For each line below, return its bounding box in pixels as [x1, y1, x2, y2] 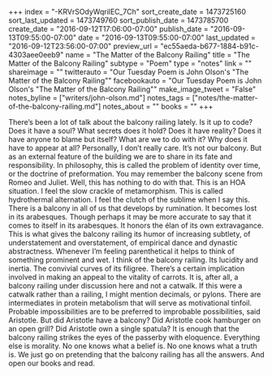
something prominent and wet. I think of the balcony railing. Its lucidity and [8, 255, 258, 264]
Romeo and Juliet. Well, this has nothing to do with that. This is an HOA [8, 177, 246, 187]
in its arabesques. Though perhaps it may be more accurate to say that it [8, 212, 252, 221]
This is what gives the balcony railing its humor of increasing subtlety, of [8, 229, 251, 238]
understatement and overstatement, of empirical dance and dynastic [8, 238, 238, 247]
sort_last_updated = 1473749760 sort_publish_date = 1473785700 [8, 15, 229, 25]
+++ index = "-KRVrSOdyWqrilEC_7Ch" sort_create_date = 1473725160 [8, 7, 246, 16]
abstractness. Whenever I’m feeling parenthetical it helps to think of [8, 246, 235, 256]
